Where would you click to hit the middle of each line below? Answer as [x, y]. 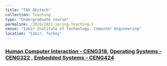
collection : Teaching [28, 15]
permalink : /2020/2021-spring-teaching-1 [50, 24]
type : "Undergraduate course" [37, 19]
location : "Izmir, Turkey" [34, 34]
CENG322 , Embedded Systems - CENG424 [60, 57]
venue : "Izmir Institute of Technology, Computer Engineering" [73, 29]
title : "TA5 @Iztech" [28, 10]
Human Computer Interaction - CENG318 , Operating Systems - [83, 51]
